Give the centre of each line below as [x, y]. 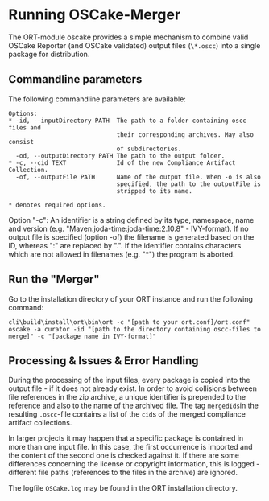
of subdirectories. [149, 149]
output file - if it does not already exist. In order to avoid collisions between [133, 388]
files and [25, 127]
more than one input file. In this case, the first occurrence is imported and [130, 447]
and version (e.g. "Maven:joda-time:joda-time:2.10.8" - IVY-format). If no [128, 228]
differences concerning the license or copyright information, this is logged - [134, 464]
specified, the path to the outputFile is [189, 184]
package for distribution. [49, 54]
